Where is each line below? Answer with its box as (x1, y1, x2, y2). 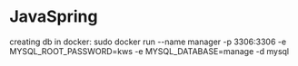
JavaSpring (9, 6, 98, 27)
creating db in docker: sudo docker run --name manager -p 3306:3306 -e (9, 36, 287, 47)
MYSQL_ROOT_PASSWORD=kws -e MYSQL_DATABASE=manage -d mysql (9, 45, 289, 56)
